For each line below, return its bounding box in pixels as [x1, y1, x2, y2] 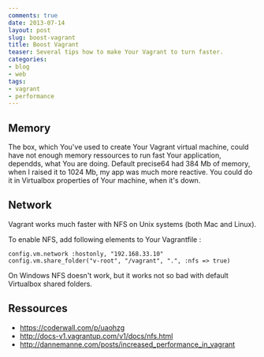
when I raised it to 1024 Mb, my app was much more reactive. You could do [8, 167, 253, 177]
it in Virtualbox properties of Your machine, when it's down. [8, 176, 201, 185]
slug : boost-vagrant [8, 33, 76, 42]
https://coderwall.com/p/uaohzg [19, 322, 125, 332]
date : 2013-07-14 [8, 19, 65, 27]
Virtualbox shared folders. [8, 279, 93, 288]
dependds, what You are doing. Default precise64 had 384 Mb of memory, [8, 159, 251, 169]
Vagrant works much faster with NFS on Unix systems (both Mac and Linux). [8, 219, 257, 229]
